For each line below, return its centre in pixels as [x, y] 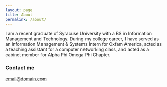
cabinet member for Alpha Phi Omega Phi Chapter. [58, 55]
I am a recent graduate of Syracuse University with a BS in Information [79, 34]
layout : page [19, 10]
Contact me [20, 68]
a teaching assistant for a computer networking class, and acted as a [77, 50]
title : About [19, 15]
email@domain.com [26, 79]
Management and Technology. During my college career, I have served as [82, 39]
